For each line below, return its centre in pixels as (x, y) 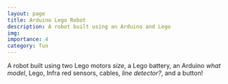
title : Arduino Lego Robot (47, 20)
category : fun (28, 46)
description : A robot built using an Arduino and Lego (89, 26)
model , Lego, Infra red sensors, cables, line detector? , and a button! (105, 73)
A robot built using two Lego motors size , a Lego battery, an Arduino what (114, 66)
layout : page (26, 14)
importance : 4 (28, 40)
